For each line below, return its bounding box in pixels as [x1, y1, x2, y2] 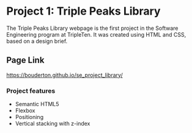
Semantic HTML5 [15, 101, 59, 108]
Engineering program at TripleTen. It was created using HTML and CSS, [6, 31, 186, 38]
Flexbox [15, 107, 35, 114]
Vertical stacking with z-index [15, 120, 90, 128]
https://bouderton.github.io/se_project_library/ [6, 71, 124, 79]
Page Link [6, 55, 45, 65]
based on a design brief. [6, 37, 68, 45]
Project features [6, 87, 56, 95]
